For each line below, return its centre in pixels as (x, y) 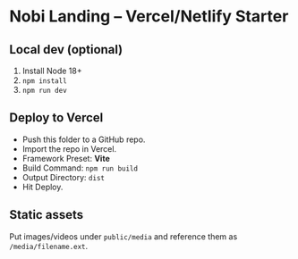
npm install (44, 81)
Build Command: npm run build (80, 168)
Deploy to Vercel (56, 118)
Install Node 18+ (52, 71)
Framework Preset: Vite (66, 158)
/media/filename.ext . (49, 246)
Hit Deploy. (43, 187)
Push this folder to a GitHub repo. (84, 139)
